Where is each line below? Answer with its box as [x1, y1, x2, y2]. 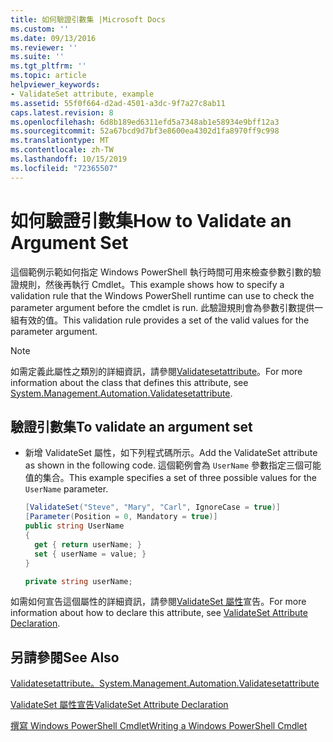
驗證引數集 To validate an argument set [10, 418, 253, 435]
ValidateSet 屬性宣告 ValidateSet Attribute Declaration [10, 699, 229, 711]
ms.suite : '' [10, 52, 65, 62]
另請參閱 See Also [10, 649, 120, 666]
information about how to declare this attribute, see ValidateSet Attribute [10, 607, 308, 619]
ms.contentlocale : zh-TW [10, 145, 114, 155]
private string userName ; [24, 576, 133, 586]
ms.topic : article [10, 71, 87, 81]
